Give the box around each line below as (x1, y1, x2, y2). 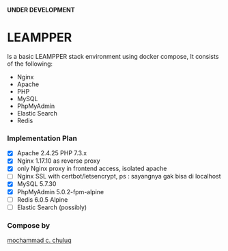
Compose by (7, 220, 51, 230)
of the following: (7, 60, 53, 68)
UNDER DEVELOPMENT (7, 6, 75, 14)
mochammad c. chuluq (7, 236, 72, 245)
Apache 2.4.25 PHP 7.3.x (16, 149, 87, 157)
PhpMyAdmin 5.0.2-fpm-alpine (16, 187, 104, 196)
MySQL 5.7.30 (16, 180, 57, 188)
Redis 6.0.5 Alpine (16, 195, 68, 204)
